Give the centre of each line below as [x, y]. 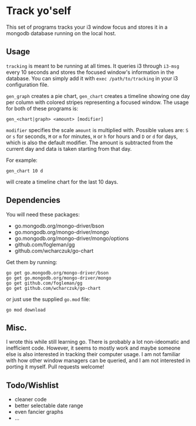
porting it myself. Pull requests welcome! [55, 367]
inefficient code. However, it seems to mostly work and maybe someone [93, 348]
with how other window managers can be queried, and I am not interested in [98, 361]
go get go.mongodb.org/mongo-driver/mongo [59, 278]
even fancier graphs [39, 412]
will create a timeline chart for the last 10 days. [62, 182]
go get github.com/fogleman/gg [44, 283]
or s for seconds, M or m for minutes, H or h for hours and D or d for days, [92, 136]
